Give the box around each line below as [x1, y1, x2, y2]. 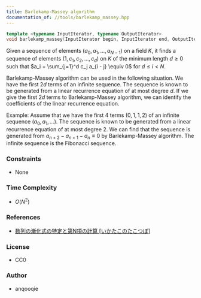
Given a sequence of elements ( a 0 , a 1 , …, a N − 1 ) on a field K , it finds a [6, 47, 176, 56]
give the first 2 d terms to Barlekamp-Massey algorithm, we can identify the [6, 94, 191, 101]
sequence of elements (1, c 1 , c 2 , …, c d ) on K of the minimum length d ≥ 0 [6, 55, 184, 64]
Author [6, 271, 28, 279]
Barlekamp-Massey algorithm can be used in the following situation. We [6, 74, 184, 82]
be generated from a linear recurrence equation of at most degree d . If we [6, 87, 189, 94]
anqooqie [14, 285, 39, 292]
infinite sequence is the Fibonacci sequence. [6, 140, 117, 147]
